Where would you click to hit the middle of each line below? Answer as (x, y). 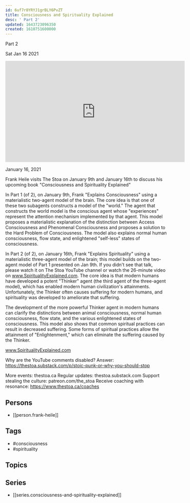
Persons (19, 403)
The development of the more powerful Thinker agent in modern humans (82, 308)
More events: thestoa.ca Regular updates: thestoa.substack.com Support (82, 376)
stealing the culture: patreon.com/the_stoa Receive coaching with (75, 381)
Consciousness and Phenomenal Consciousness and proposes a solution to (85, 228)
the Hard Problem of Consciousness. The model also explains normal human (86, 233)
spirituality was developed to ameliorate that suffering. (63, 297)
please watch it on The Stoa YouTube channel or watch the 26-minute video (86, 270)
